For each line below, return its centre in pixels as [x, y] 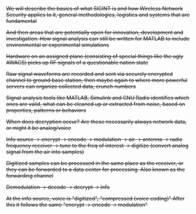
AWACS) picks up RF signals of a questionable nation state [77, 62]
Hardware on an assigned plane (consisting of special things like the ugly [95, 56]
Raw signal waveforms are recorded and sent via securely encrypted [89, 74]
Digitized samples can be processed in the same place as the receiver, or [95, 163]
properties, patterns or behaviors [46, 110]
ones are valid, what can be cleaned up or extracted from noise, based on [96, 104]
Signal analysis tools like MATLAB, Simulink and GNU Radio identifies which [98, 98]
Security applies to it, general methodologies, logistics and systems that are [98, 15]
